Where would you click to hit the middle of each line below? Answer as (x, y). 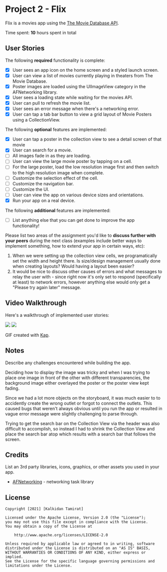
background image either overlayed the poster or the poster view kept (77, 383)
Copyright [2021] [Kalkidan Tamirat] (44, 509)
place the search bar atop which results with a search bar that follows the (81, 434)
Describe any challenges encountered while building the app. (68, 363)
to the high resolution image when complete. (58, 172)
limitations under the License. (39, 566)
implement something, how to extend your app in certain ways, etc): (75, 246)
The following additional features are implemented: (58, 210)
